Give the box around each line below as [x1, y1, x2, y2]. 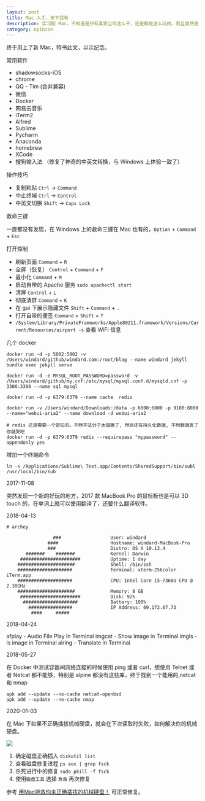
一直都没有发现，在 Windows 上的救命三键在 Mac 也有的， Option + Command [6, 225, 196, 233]
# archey [6, 524, 29, 530]
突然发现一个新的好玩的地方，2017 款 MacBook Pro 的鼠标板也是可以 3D [6, 492, 188, 500]
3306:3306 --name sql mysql [6, 384, 78, 390]
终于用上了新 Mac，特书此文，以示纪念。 [6, 44, 110, 51]
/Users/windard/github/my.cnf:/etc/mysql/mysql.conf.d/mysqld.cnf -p [6, 378, 188, 384]
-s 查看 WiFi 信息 [78, 326, 121, 333]
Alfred [15, 118, 31, 126]
